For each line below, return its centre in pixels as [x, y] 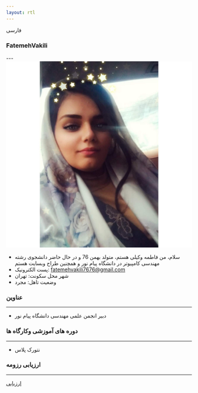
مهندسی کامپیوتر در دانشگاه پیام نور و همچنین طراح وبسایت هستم [87, 263]
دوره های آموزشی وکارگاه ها [42, 331]
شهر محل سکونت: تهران [42, 275]
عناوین [14, 297]
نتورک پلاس [27, 349]
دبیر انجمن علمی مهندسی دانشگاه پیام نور [60, 316]
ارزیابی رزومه [24, 365]
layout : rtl [21, 12]
